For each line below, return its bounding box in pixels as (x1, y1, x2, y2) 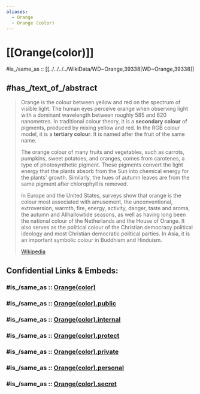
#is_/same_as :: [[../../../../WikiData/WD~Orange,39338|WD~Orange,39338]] (6, 65, 195, 72)
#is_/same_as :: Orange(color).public (6, 299, 117, 308)
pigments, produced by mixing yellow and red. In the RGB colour (20, 124, 180, 132)
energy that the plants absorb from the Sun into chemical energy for (20, 168, 189, 175)
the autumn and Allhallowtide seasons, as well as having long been (20, 211, 186, 219)
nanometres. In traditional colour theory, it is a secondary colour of (20, 118, 187, 125)
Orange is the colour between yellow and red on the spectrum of (20, 99, 181, 106)
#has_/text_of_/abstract (6, 83, 98, 93)
